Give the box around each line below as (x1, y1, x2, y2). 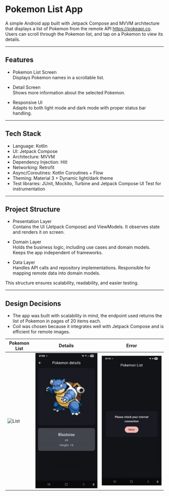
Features (5, 56, 34, 64)
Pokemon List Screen (12, 69, 57, 75)
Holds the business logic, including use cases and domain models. (12, 244, 151, 250)
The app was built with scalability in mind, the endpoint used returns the (12, 313, 162, 319)
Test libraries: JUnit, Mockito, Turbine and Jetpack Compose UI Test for (12, 180, 161, 186)
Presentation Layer (12, 218, 52, 225)
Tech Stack (5, 130, 41, 138)
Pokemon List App (5, 4, 83, 15)
